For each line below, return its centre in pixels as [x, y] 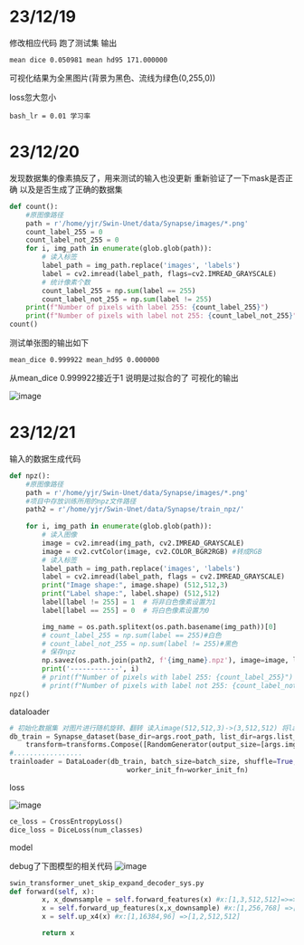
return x [58, 933]
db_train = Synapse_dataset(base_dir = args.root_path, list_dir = [133, 736]
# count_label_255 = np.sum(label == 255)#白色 [132, 635]
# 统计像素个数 [66, 282]
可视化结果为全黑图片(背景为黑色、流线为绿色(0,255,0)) [113, 78]
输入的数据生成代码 [45, 458]
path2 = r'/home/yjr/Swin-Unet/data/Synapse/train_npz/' [135, 510]
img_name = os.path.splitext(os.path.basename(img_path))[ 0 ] [160, 626]
